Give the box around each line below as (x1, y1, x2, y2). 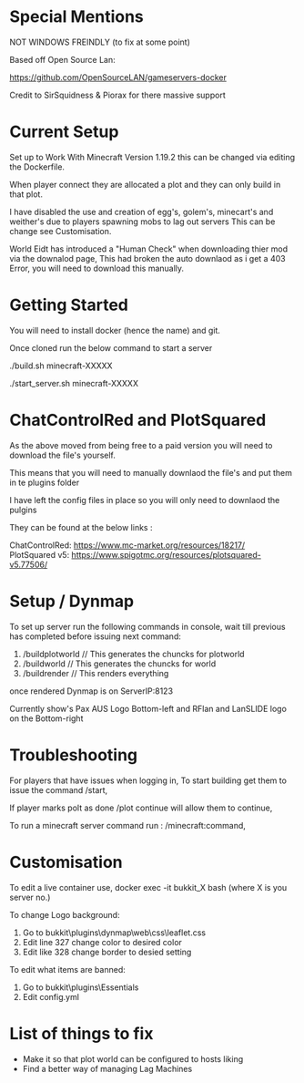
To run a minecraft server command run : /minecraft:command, (9, 820, 246, 830)
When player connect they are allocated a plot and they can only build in (9, 179, 281, 190)
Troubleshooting (9, 745, 138, 765)
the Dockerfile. (9, 161, 66, 172)
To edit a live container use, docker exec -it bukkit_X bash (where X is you (9, 882, 288, 892)
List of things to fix (9, 1023, 154, 1044)
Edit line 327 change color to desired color (22, 936, 182, 947)
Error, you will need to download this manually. (9, 263, 185, 273)
